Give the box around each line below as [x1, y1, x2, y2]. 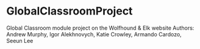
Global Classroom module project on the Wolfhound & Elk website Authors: [6, 24, 195, 31]
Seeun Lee [6, 37, 34, 44]
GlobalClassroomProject [6, 4, 133, 18]
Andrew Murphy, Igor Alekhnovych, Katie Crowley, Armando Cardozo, [6, 30, 182, 38]
